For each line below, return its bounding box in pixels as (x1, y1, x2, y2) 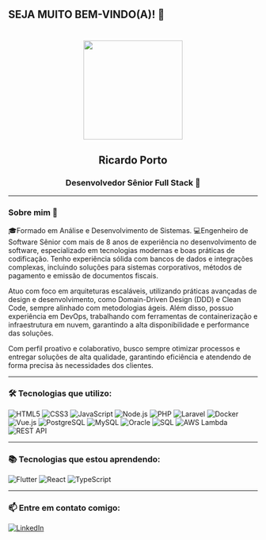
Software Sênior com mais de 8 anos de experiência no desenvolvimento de (8, 237, 257, 247)
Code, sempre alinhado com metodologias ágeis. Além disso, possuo (8, 303, 234, 312)
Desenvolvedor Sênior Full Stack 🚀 (65, 177, 201, 188)
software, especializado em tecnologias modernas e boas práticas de (8, 245, 235, 255)
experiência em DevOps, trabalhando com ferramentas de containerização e (8, 311, 258, 321)
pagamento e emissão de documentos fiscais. (8, 270, 158, 280)
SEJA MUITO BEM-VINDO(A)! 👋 (8, 8, 165, 21)
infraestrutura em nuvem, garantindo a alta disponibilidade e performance (8, 320, 249, 329)
